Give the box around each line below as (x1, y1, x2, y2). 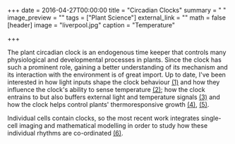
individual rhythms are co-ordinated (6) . (7, 129, 123, 137)
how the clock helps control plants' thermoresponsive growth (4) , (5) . (7, 100, 210, 108)
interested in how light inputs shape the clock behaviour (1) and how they (7, 78, 220, 86)
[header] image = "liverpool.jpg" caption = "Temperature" (7, 21, 175, 29)
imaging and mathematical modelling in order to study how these (18, 122, 208, 129)
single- (200, 114, 222, 122)
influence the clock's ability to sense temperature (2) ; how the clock (7, 86, 206, 93)
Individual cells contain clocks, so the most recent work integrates (7, 114, 200, 122)
